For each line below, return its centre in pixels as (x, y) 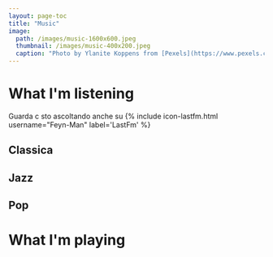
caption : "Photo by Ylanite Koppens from (87, 54)
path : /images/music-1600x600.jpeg (76, 39)
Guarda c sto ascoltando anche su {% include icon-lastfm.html (113, 116)
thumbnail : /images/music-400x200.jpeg (83, 46)
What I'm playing (67, 240)
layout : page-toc (38, 16)
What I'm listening (71, 94)
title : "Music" (34, 24)
